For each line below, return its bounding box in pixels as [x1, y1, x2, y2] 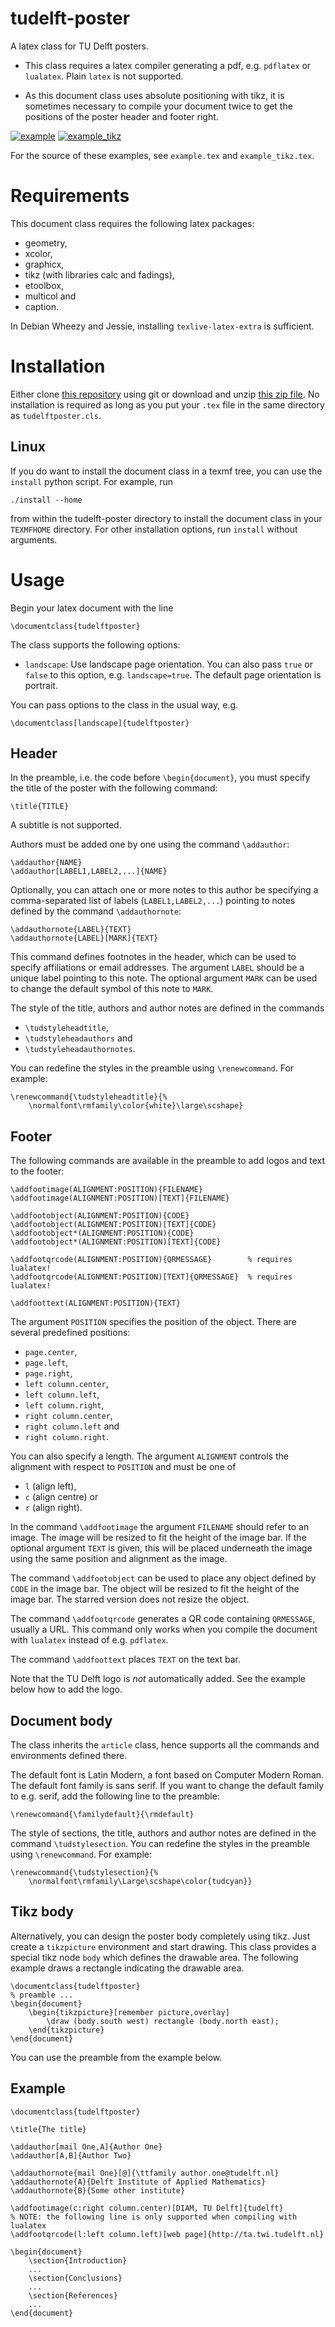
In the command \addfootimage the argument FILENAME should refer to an [10, 1521, 310, 1533]
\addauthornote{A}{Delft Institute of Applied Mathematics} [10, 2177, 267, 2187]
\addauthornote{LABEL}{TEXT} [10, 925, 132, 935]
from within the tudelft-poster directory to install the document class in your [10, 512, 323, 524]
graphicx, [24, 258, 65, 270]
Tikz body [10, 1903, 75, 1921]
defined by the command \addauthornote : [10, 905, 182, 917]
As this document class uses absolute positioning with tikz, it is [24, 89, 285, 101]
